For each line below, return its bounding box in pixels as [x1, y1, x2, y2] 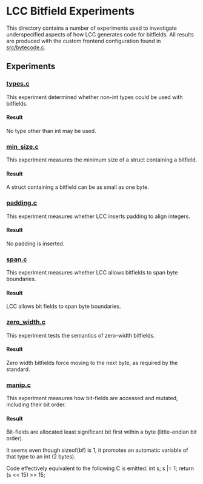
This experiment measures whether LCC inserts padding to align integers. [6, 213, 191, 220]
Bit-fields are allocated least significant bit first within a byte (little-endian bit [6, 428, 197, 435]
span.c [6, 255, 27, 264]
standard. [6, 366, 30, 373]
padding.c [6, 199, 38, 207]
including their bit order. [6, 401, 66, 408]
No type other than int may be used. [6, 127, 96, 134]
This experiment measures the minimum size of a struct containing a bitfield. [6, 156, 198, 163]
